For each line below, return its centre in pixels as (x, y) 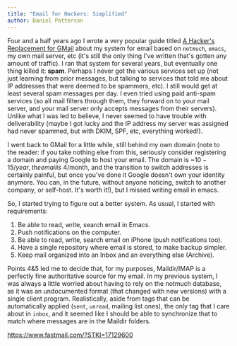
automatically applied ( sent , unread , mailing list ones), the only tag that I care (119, 306)
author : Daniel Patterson (45, 21)
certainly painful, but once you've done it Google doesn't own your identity (116, 175)
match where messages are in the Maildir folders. (79, 321)
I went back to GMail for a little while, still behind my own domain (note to (114, 144)
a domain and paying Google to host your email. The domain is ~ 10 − (107, 159)
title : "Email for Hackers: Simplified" (68, 14)
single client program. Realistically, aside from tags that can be (98, 299)
